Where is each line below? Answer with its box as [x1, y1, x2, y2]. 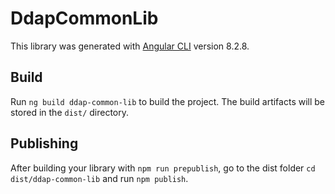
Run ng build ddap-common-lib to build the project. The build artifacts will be [10, 95, 326, 107]
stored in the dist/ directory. [10, 106, 130, 118]
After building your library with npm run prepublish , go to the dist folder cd [10, 162, 316, 174]
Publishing [10, 135, 79, 152]
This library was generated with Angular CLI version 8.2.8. [10, 40, 250, 52]
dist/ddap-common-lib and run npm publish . [10, 172, 189, 184]
